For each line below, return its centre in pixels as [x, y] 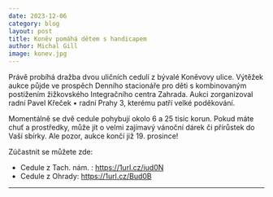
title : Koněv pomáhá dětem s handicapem [78, 39]
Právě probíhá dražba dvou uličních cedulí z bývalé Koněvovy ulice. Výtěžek [136, 77]
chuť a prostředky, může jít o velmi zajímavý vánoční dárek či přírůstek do [132, 127]
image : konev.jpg [38, 54]
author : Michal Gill [43, 46]
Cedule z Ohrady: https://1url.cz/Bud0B [86, 176]
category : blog [34, 24]
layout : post [30, 31]
